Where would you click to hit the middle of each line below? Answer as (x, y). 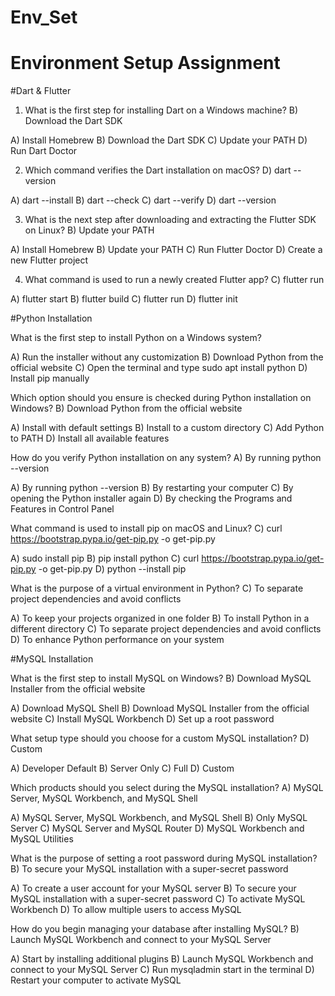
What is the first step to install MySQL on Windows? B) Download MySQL (161, 678)
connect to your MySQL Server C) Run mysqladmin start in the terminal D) (162, 970)
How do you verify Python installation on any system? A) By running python (166, 458)
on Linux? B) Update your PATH (89, 230)
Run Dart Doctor (44, 151)
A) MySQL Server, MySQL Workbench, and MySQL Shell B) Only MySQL (159, 818)
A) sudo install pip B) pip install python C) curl (105, 558)
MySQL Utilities (42, 839)
